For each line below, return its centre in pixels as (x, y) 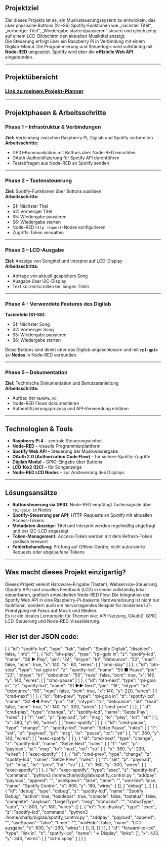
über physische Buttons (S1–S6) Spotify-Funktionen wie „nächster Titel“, (79, 25)
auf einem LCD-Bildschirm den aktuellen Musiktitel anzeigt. (65, 36)
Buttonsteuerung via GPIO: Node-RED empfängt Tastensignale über (82, 505)
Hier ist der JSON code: (42, 637)
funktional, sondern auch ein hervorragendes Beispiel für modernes (74, 605)
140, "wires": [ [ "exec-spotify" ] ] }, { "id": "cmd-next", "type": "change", (79, 738)
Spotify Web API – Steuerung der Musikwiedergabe (65, 451)
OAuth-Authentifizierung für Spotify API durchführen (66, 158)
